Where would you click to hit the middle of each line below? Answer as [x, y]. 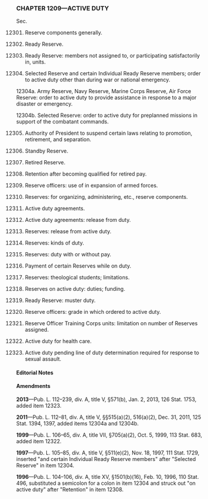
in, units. [35, 62]
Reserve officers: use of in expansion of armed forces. [91, 186]
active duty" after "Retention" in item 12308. [70, 490]
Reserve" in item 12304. [45, 465]
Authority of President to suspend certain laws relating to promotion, [108, 133]
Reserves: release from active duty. [68, 231]
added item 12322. [39, 441]
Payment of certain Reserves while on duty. [78, 266]
